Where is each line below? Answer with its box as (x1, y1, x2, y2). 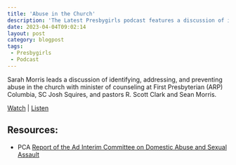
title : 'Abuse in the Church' (7, 10, 96, 18)
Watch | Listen (7, 103, 49, 112)
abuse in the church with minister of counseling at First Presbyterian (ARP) (7, 82, 223, 91)
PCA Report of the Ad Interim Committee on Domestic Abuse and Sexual (17, 143, 227, 151)
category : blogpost (7, 37, 65, 44)
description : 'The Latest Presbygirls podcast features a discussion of (7, 17, 225, 24)
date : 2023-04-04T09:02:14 (7, 23, 86, 30)
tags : (7, 43, 23, 50)
